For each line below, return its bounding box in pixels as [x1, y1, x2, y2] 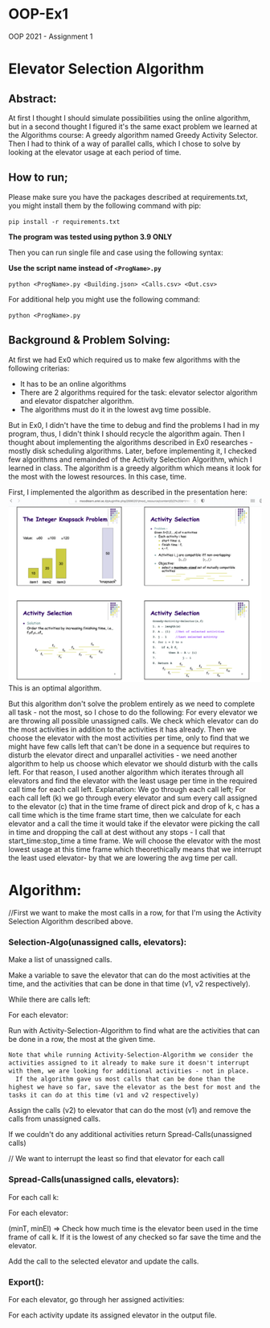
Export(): [8, 1276, 44, 1288]
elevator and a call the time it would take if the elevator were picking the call [8, 819, 260, 828]
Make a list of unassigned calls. [8, 955, 112, 965]
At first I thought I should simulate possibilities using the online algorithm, [8, 113, 251, 122]
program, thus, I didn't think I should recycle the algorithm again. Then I [8, 429, 245, 438]
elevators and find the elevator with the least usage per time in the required [8, 776, 257, 786]
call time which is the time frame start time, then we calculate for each [8, 811, 241, 820]
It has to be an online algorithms [19, 379, 127, 388]
